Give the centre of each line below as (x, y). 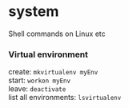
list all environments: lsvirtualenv (65, 98)
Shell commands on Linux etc (57, 34)
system (34, 12)
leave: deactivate (37, 89)
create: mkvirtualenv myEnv (53, 72)
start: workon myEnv (39, 80)
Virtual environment (48, 54)
